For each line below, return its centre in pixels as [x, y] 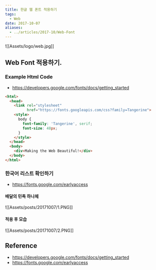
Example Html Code [29, 77]
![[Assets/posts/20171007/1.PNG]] [39, 208]
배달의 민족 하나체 [22, 196]
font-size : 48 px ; [40, 128]
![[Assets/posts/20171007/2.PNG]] [39, 230]
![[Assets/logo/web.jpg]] [30, 46]
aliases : [14, 28]
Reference [21, 245]
